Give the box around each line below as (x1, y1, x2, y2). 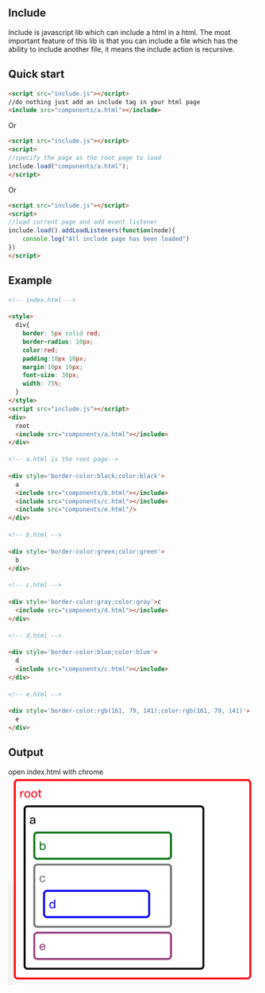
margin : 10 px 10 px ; (22, 363, 83, 371)
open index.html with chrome (8, 767, 104, 777)
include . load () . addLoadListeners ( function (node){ (8, 227, 176, 235)
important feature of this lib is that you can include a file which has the (8, 36, 238, 45)
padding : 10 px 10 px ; (22, 354, 87, 363)
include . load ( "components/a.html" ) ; (8, 162, 129, 170)
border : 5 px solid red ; (22, 329, 102, 337)
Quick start (8, 68, 65, 81)
